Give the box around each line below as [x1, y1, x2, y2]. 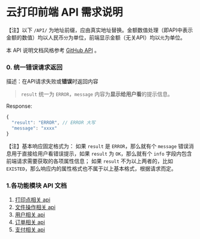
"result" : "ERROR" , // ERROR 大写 [11, 120, 96, 126]
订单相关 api [14, 219, 45, 226]
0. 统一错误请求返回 [6, 63, 63, 71]
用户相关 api [14, 211, 45, 219]
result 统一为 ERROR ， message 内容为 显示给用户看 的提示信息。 [20, 90, 173, 98]
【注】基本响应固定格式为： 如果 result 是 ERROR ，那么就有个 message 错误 [6, 142, 189, 150]
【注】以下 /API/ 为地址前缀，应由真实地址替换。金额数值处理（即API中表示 [6, 26, 193, 34]
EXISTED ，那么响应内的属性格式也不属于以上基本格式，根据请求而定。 [6, 165, 177, 172]
